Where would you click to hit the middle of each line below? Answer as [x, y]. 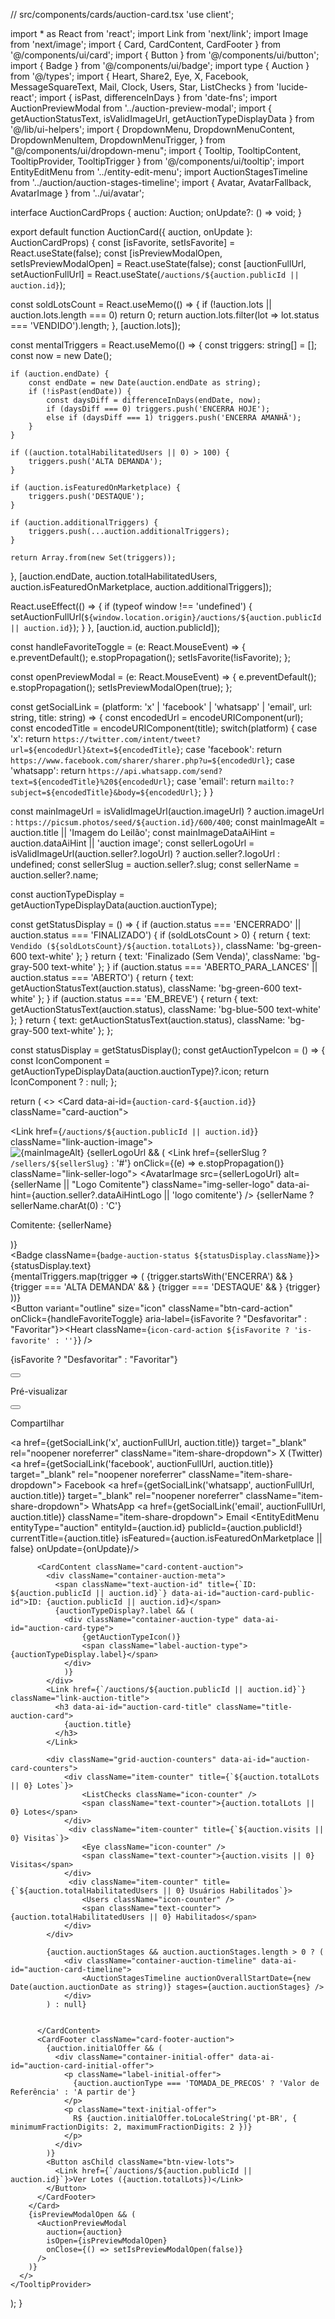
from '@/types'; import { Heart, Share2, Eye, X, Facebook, [129, 76]
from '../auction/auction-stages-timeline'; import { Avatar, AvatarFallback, [161, 182]
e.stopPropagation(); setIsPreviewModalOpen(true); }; [121, 687]
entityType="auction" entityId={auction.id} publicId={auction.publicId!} [156, 1527]
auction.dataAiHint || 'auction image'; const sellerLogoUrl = [132, 843]
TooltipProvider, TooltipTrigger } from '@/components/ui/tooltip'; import [157, 161]
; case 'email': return [214, 781]
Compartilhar [37, 1423]
